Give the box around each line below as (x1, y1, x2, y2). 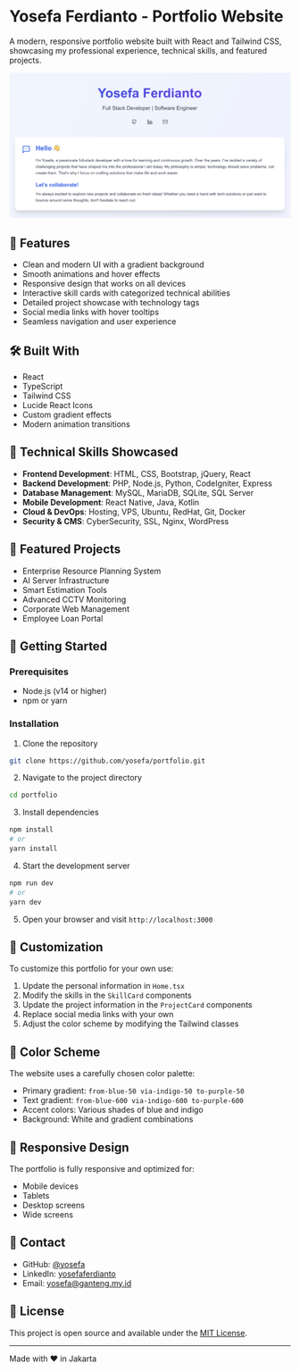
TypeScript (21, 380, 63, 391)
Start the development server (21, 860, 131, 871)
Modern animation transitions (21, 418, 131, 430)
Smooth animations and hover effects (21, 269, 161, 280)
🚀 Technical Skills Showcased (9, 445, 179, 460)
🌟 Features (9, 235, 71, 251)
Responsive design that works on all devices (21, 279, 186, 289)
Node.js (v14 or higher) (21, 686, 107, 697)
